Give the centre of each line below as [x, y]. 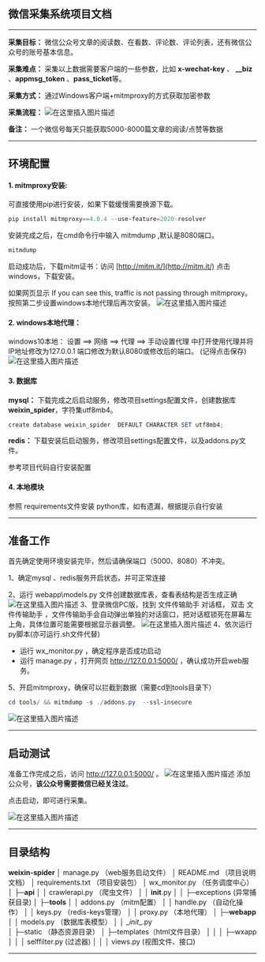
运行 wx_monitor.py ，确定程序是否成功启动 [90, 651]
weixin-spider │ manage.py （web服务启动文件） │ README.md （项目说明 [132, 872]
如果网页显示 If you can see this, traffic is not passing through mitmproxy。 [130, 293]
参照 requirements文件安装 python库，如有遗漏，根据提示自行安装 [116, 506]
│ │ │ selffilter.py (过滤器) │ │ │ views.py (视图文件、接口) [102, 941]
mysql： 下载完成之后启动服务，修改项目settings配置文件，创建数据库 [122, 400]
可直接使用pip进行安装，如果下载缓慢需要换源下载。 [93, 205]
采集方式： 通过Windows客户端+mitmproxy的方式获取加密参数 [109, 95]
